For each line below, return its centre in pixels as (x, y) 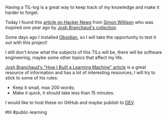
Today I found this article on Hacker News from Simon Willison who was (79, 22)
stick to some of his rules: (32, 78)
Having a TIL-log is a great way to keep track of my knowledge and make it (82, 7)
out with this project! (26, 42)
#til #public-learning (26, 112)
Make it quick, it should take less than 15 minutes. (63, 93)
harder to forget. (22, 12)
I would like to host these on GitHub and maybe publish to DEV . (70, 102)
